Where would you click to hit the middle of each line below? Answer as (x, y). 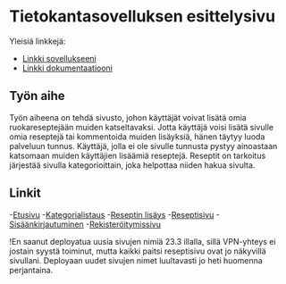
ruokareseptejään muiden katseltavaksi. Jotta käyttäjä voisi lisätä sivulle (142, 127)
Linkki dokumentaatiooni (67, 68)
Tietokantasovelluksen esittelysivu (143, 17)
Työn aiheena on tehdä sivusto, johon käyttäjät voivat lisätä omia (128, 117)
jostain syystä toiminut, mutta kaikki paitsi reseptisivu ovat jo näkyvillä (138, 251)
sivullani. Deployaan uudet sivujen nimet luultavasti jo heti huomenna (136, 260)
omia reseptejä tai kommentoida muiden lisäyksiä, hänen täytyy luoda (137, 137)
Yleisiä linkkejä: (38, 41)
